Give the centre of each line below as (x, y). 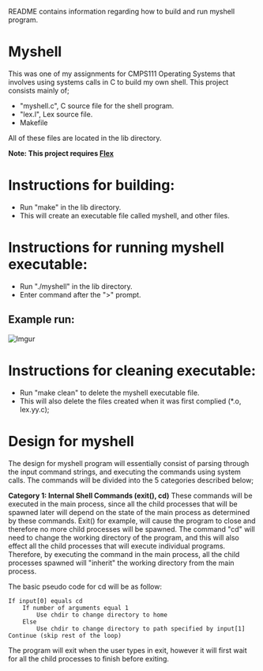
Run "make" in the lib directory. (70, 207)
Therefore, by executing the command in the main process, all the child (124, 554)
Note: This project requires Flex (61, 153)
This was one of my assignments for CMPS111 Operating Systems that (122, 74)
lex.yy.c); (34, 409)
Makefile (34, 123)
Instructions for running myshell (116, 248)
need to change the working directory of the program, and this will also (124, 537)
